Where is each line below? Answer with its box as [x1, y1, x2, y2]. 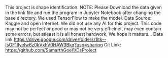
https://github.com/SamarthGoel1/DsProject [5, 47, 97, 53]
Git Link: [104, 42, 121, 47]
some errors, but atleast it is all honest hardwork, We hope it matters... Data [5, 31, 163, 37]
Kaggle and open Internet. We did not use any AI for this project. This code [5, 20, 161, 26]
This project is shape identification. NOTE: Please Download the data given [5, 5, 162, 10]
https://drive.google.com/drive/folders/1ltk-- [13, 36, 107, 42]
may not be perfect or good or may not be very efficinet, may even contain [5, 26, 161, 32]
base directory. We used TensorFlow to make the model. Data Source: [5, 15, 152, 21]
